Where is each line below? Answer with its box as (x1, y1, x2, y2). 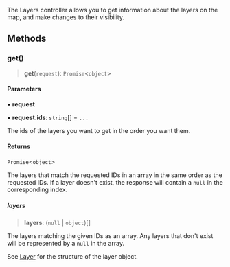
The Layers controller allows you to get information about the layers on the (7, 6, 218, 14)
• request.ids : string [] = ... (7, 113, 89, 121)
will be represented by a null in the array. (7, 240, 125, 248)
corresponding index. (7, 185, 68, 194)
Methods (7, 33, 47, 45)
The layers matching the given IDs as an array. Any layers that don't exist (7, 232, 214, 240)
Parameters (7, 85, 41, 93)
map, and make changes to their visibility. (7, 13, 125, 21)
